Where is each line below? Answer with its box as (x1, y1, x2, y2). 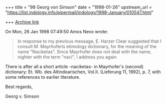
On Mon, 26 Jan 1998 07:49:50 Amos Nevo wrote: (5, 29, 108, 34)
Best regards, (5, 84, 33, 90)
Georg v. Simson (5, 94, 39, 99)
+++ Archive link (5, 19, 39, 25)
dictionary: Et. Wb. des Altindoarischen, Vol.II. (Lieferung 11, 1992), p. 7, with (5, 69, 161, 75)
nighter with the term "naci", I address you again (17, 54, 117, 60)
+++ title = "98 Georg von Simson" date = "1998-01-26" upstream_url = (5, 4, 152, 10)
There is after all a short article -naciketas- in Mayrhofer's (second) (5, 64, 144, 69)
